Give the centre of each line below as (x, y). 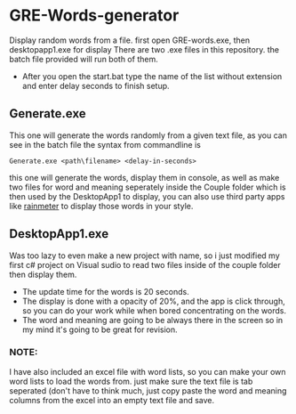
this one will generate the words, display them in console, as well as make (144, 177)
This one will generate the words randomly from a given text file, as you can (148, 135)
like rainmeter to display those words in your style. (101, 206)
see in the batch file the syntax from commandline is (105, 144)
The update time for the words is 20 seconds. (105, 291)
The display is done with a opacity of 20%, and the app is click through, (154, 301)
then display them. (43, 274)
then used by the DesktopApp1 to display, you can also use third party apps (147, 196)
